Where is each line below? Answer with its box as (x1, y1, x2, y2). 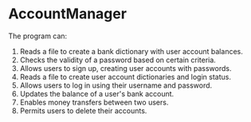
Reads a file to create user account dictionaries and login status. (19, 72, 231, 81)
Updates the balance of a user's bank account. (19, 89, 175, 98)
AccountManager (8, 5, 127, 23)
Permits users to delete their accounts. (19, 105, 147, 116)
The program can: (8, 31, 68, 41)
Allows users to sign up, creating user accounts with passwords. (19, 63, 232, 73)
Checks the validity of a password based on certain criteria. (19, 55, 217, 65)
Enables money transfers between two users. (19, 97, 169, 107)
